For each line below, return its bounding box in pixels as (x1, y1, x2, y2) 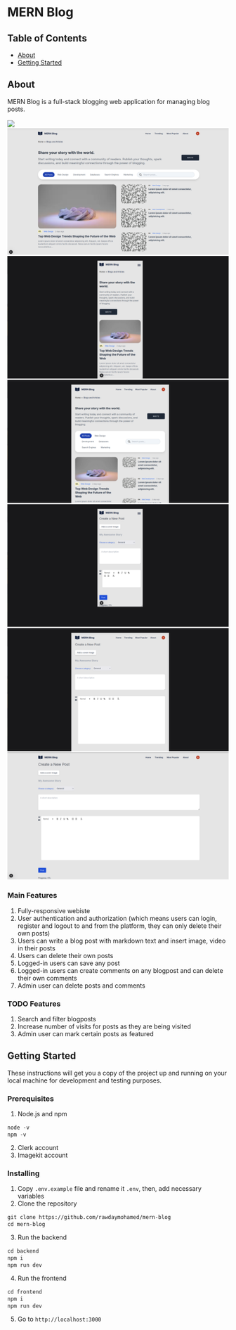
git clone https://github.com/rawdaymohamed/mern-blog (7, 1214, 171, 1221)
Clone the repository (17, 1199, 77, 1208)
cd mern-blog (7, 1221, 46, 1228)
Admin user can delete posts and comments (17, 981, 145, 990)
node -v (7, 1124, 30, 1132)
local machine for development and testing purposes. (7, 1076, 162, 1085)
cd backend (7, 1248, 39, 1255)
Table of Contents (7, 32, 88, 44)
